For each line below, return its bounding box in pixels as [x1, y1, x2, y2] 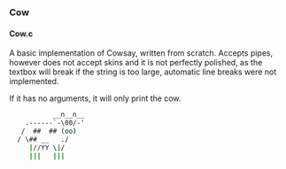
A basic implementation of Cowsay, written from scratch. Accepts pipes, [9, 48, 274, 58]
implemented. [9, 76, 59, 87]
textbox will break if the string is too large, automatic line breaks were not [9, 66, 277, 77]
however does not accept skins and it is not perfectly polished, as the [9, 58, 263, 68]
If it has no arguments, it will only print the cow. [9, 93, 182, 104]
